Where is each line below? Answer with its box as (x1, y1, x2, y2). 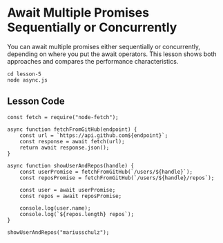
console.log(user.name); (19, 204, 91, 212)
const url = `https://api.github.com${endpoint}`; (19, 132, 168, 139)
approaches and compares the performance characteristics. (7, 57, 179, 65)
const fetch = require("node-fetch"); (7, 114, 119, 120)
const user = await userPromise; (19, 186, 116, 193)
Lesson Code (7, 96, 65, 107)
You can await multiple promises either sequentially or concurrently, (7, 42, 200, 51)
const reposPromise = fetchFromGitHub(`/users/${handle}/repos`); (19, 174, 215, 181)
